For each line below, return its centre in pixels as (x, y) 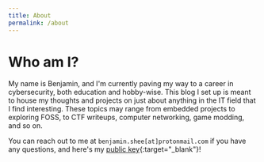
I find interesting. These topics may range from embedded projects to (122, 109)
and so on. (26, 126)
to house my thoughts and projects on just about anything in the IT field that (132, 100)
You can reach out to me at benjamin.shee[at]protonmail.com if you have (127, 141)
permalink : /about (38, 23)
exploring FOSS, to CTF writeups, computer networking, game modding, (126, 117)
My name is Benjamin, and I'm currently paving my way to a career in (121, 84)
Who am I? (44, 62)
